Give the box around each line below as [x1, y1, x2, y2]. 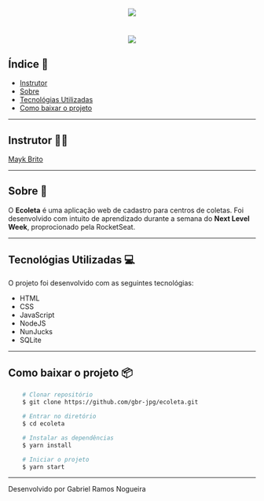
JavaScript [19, 310, 55, 319]
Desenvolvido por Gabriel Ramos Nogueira [8, 484, 147, 494]
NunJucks [19, 326, 53, 336]
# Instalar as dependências [22, 433, 114, 442]
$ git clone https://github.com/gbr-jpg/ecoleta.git [22, 398, 199, 407]
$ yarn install [22, 441, 72, 449]
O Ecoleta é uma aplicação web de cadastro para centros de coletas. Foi [8, 205, 244, 215]
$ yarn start [22, 462, 65, 471]
